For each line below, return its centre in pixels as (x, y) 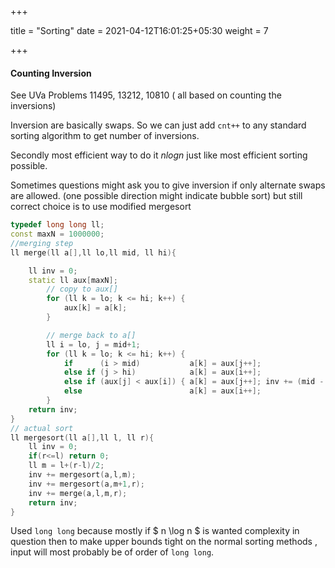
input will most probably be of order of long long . (112, 552)
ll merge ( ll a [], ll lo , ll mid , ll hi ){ (93, 252)
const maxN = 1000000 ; (57, 234)
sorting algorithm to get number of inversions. (105, 136)
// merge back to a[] (91, 335)
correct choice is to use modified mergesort (101, 207)
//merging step (42, 243)
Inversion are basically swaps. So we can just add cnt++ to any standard (158, 125)
